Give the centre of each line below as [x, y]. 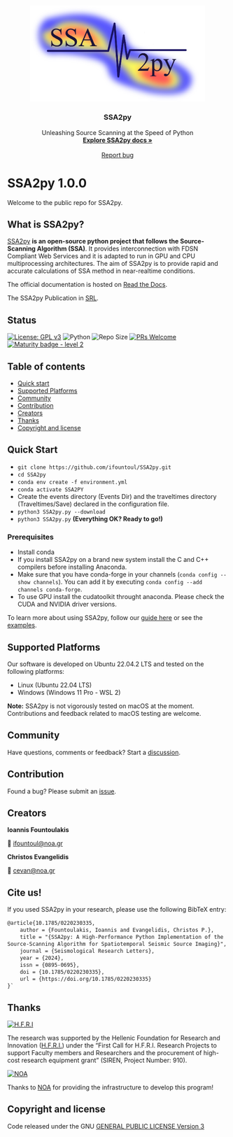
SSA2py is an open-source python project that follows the [93, 241]
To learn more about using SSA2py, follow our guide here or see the [105, 618]
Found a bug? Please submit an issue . [62, 791]
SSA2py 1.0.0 [47, 183]
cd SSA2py [32, 474]
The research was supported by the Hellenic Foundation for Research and [114, 1038]
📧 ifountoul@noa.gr [35, 843]
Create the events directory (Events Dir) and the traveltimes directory [117, 496]
